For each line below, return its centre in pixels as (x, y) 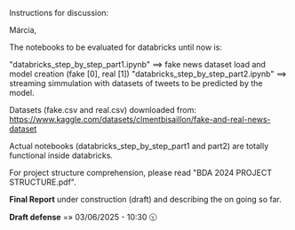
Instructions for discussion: (59, 13)
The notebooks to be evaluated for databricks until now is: (116, 47)
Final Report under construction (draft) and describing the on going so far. (146, 199)
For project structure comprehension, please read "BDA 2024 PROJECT (141, 173)
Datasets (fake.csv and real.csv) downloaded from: (103, 110)
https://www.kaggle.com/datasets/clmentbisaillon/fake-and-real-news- (140, 119)
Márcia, (23, 30)
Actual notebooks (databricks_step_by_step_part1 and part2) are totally (139, 146)
